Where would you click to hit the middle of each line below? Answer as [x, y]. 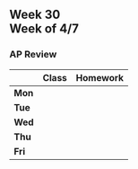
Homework [99, 77]
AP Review [33, 55]
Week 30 [35, 15]
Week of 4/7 [44, 29]
